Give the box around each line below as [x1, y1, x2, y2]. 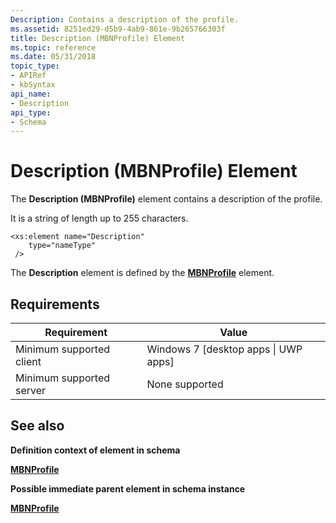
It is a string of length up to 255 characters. [10, 212, 189, 225]
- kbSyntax [10, 80, 56, 90]
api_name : [10, 89, 52, 99]
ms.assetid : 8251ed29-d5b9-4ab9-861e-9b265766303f [10, 24, 226, 34]
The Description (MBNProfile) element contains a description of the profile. [10, 193, 323, 205]
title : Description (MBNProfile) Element [10, 33, 186, 43]
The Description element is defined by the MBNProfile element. [10, 267, 275, 279]
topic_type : [10, 61, 60, 71]
